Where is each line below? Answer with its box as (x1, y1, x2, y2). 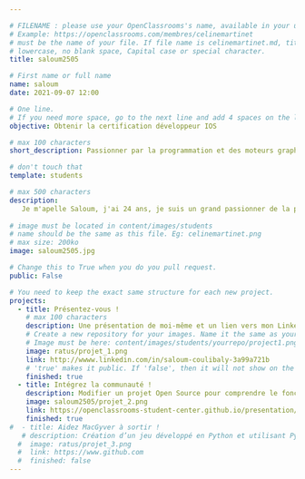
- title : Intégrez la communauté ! (17, 380, 152, 390)
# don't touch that (9, 162, 84, 172)
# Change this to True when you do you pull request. (9, 263, 218, 272)
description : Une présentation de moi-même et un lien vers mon (25, 321, 274, 331)
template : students (9, 171, 84, 181)
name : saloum (9, 80, 59, 89)
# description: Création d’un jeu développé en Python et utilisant (21, 431, 286, 440)
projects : (9, 296, 47, 305)
